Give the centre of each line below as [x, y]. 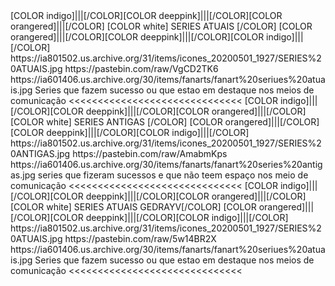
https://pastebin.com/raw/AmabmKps [150, 153]
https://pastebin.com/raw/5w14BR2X [140, 238]
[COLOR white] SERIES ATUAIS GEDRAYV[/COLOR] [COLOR [133, 207]
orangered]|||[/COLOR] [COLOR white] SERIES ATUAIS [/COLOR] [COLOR [161, 26]
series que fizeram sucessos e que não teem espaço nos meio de [173, 175]
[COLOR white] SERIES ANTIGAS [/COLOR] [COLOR [116, 122]
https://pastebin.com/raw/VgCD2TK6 [141, 68]
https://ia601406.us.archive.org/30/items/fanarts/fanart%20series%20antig [166, 164]
